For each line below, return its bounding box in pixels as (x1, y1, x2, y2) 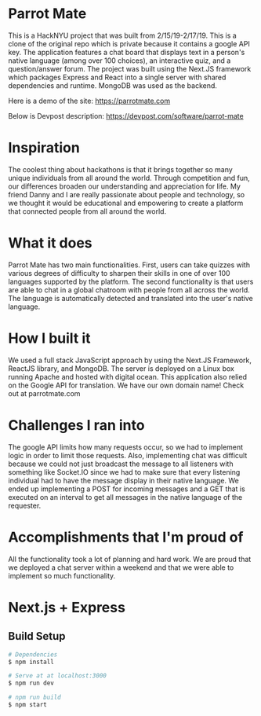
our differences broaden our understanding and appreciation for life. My (8, 182, 241, 191)
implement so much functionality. (8, 571, 116, 580)
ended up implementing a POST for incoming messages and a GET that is (8, 484, 245, 494)
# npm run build (8, 693, 61, 702)
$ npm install (8, 658, 55, 666)
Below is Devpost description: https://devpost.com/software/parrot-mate (8, 111, 245, 120)
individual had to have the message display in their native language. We (8, 475, 239, 485)
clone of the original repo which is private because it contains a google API (8, 39, 251, 48)
